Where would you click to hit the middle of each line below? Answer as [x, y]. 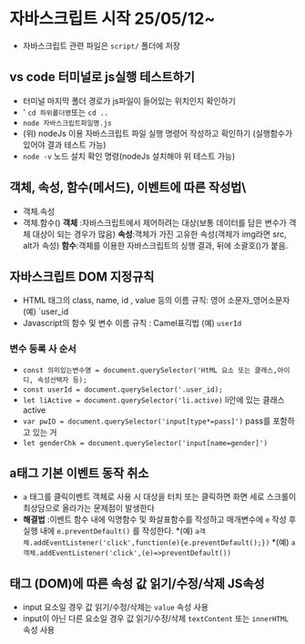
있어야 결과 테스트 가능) [64, 144]
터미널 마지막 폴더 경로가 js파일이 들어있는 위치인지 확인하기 [129, 100]
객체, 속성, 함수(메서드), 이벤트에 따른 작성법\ [128, 188]
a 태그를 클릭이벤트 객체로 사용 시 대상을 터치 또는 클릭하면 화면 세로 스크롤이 [159, 496]
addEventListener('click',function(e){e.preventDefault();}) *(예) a [164, 542]
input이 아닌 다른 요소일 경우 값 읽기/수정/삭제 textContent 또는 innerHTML [156, 618]
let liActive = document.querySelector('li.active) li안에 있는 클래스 [153, 399]
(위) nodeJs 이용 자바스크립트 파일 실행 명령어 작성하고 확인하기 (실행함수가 [158, 133]
